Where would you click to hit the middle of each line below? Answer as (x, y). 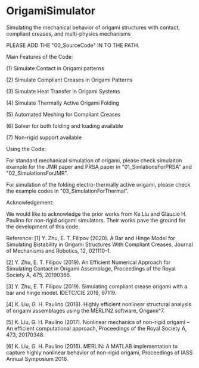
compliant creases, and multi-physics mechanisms (69, 33)
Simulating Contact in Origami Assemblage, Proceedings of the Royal (91, 268)
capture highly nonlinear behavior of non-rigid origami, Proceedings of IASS (99, 353)
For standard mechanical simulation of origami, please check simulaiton (94, 160)
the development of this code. (43, 227)
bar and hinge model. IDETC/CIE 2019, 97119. (61, 292)
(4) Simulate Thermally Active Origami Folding (63, 103)
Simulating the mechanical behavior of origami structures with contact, (93, 27)
